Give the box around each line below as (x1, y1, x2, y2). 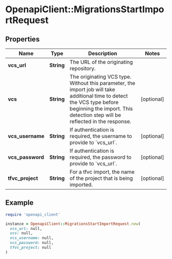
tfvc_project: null (10, 245, 52, 250)
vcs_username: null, (10, 236, 54, 241)
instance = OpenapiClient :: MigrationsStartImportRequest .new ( (5, 221, 141, 226)
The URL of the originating (70, 59, 133, 65)
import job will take (70, 86, 115, 93)
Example (5, 198, 34, 207)
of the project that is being (70, 175, 133, 182)
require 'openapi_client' (5, 212, 60, 217)
